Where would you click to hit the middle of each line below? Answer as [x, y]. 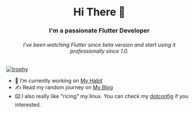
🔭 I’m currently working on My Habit [59, 81]
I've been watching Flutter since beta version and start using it [99, 44]
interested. [28, 105]
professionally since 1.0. [99, 51]
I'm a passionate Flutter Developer [99, 31]
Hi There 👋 [99, 12]
